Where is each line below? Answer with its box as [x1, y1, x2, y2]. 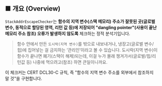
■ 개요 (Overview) [5, 4, 61, 13]
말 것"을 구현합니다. [5, 75, 42, 81]
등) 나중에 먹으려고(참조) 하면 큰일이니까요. [26, 59, 108, 65]
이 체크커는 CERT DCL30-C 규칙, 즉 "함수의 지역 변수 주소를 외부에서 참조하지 [5, 69, 154, 75]
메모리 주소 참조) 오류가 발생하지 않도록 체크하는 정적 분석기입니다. [5, 31, 130, 36]
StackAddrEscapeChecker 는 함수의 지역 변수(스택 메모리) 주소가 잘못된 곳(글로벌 [5, 18, 156, 24]
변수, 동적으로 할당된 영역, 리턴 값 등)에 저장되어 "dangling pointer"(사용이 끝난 [5, 24, 157, 30]
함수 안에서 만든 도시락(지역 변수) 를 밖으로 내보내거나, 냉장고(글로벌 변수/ [17, 41, 154, 47]
